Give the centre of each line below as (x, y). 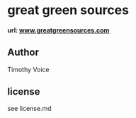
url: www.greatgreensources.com (58, 30)
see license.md (29, 109)
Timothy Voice (28, 69)
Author (23, 53)
